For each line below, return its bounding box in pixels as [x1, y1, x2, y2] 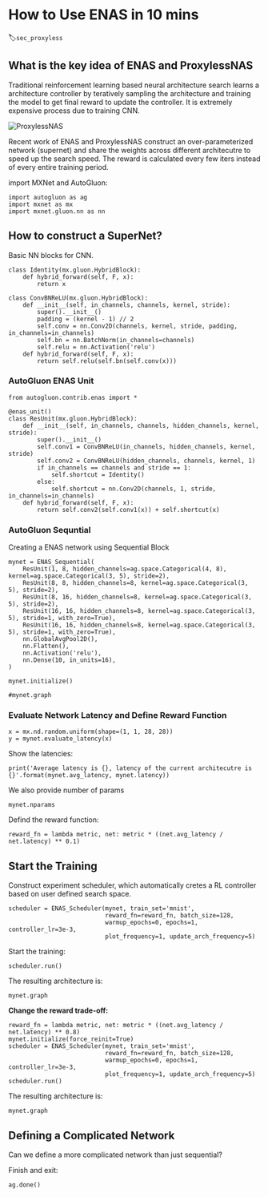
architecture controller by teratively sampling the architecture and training [8, 88, 251, 98]
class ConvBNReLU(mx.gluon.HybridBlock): [8, 294, 149, 302]
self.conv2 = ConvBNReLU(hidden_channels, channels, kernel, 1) [37, 457, 256, 465]
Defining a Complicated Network [8, 1128, 175, 1143]
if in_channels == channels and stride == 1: [37, 463, 192, 472]
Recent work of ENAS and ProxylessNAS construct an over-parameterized [8, 136, 254, 146]
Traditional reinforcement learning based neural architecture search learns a [8, 80, 260, 90]
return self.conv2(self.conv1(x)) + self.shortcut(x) [37, 506, 220, 514]
